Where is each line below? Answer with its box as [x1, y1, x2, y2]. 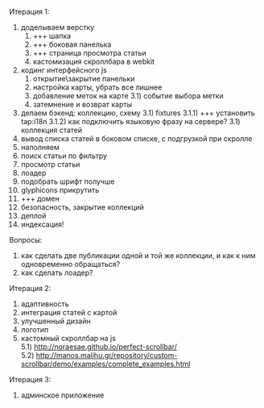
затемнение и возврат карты [32, 100, 132, 109]
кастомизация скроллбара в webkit [32, 56, 155, 66]
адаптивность [20, 299, 69, 309]
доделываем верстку [20, 23, 95, 31]
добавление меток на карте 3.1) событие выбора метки [32, 91, 224, 100]
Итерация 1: [9, 7, 50, 16]
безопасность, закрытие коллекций [20, 202, 144, 212]
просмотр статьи [20, 160, 80, 169]
